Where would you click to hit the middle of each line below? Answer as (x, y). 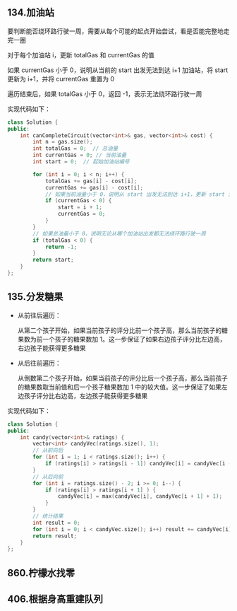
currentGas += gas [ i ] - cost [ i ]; (94, 187)
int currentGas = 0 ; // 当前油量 (80, 155)
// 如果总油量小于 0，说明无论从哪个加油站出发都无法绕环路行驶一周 (119, 233)
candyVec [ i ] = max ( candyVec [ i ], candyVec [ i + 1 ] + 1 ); (140, 496)
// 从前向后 (48, 450)
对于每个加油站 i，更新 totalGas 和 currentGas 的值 (81, 54)
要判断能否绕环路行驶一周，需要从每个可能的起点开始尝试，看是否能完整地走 (119, 31)
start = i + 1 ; (80, 207)
